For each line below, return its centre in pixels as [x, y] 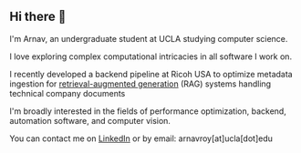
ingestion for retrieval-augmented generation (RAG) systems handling [140, 84]
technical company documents [67, 93]
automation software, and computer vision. [90, 120]
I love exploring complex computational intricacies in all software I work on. [151, 56]
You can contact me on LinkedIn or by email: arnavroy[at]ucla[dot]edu [141, 138]
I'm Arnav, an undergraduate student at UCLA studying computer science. [149, 38]
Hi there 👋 [38, 17]
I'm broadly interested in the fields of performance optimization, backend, [148, 111]
